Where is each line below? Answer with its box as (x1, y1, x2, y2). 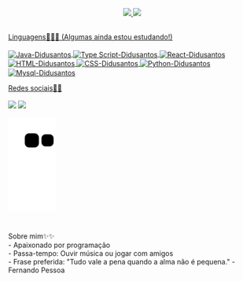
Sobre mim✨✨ (8, 231, 55, 241)
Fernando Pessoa (8, 265, 65, 275)
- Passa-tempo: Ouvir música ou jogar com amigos (8, 249, 174, 258)
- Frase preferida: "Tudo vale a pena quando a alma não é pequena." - (8, 257, 236, 267)
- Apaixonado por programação (8, 240, 111, 250)
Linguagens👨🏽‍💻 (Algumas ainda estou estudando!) (8, 32, 173, 42)
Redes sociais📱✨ (8, 83, 63, 93)
